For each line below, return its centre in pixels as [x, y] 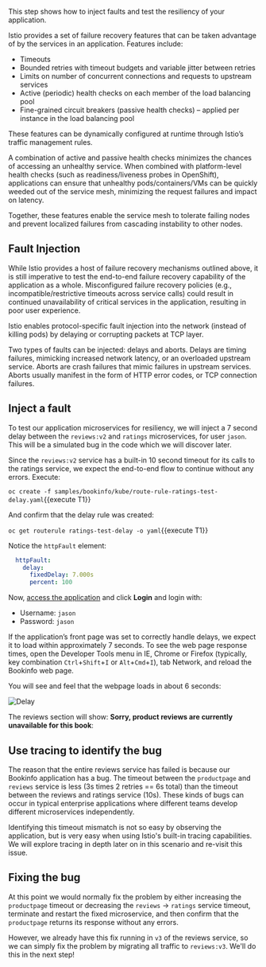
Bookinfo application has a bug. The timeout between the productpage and [130, 778]
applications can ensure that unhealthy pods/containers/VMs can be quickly [133, 183]
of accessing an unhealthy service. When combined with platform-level [125, 166]
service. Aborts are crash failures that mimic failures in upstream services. [130, 366]
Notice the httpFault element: [58, 545]
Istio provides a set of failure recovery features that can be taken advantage [132, 35]
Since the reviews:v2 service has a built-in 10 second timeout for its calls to [132, 460]
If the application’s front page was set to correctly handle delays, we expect [132, 637]
